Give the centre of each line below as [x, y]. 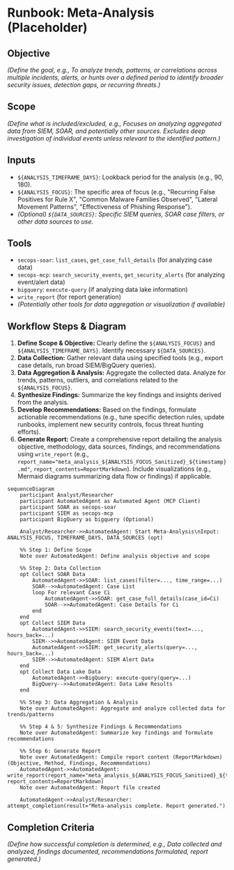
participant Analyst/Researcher [67, 495]
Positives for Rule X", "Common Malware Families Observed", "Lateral [117, 199]
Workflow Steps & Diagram [67, 326]
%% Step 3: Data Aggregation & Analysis [79, 702]
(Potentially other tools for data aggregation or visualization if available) [121, 304]
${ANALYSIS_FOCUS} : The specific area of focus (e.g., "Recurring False [116, 192]
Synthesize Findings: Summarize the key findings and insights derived [119, 395]
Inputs [22, 161]
